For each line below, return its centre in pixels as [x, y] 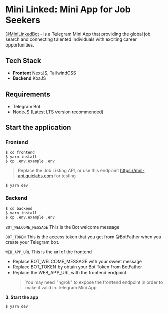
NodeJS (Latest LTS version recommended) [58, 112]
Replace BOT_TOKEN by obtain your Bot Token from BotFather [77, 267]
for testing [65, 176]
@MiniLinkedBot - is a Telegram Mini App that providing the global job [78, 34]
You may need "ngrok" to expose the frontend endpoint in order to [94, 282]
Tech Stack [23, 61]
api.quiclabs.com [35, 176]
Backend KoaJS [29, 78]
